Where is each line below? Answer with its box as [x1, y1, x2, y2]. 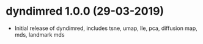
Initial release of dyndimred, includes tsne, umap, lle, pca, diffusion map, [14, 24, 198, 32]
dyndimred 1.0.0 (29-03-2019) [6, 4, 164, 18]
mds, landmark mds [14, 31, 65, 38]
